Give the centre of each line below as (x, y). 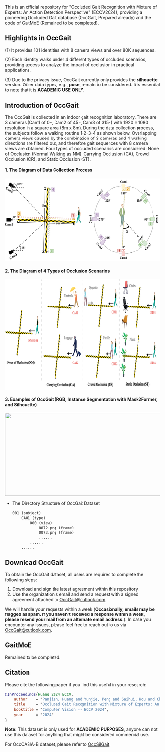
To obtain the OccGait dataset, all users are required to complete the (74, 575)
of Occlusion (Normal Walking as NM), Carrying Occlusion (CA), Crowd (77, 154)
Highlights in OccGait (38, 38)
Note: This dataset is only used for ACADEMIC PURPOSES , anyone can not (82, 729)
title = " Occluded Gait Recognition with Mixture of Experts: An (87, 704)
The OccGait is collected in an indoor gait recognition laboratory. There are (81, 117)
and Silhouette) (21, 404)
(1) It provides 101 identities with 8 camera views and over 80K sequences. (81, 50)
